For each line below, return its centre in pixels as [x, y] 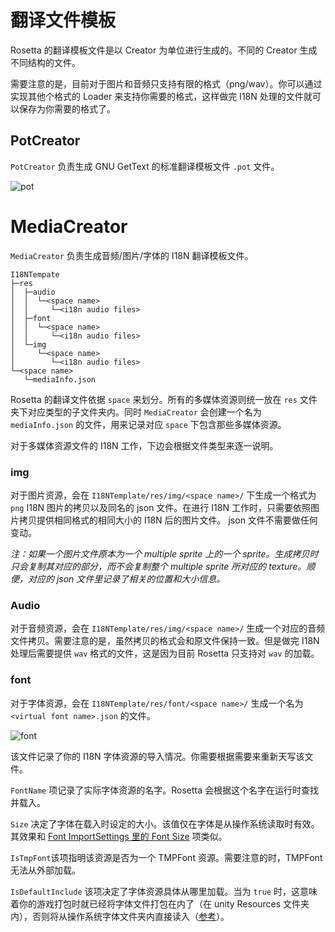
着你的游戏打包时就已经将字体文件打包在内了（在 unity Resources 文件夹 [160, 903]
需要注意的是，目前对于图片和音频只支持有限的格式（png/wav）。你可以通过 [166, 83]
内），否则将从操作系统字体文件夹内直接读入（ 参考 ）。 [120, 916]
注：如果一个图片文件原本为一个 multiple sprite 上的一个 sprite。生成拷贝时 [164, 553]
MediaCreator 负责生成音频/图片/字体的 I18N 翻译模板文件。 [132, 255]
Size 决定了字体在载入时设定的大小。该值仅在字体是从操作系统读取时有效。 [165, 823]
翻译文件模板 [63, 20]
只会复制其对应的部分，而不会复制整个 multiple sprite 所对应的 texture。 [158, 566]
